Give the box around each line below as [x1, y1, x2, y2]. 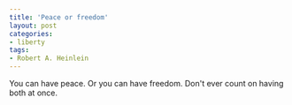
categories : [9, 29, 53, 38]
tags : [9, 46, 29, 55]
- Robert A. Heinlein [9, 54, 89, 63]
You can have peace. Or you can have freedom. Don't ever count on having [9, 79, 284, 88]
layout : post [9, 21, 58, 30]
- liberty [9, 37, 46, 47]
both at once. [9, 87, 58, 98]
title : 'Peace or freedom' [9, 12, 109, 22]
